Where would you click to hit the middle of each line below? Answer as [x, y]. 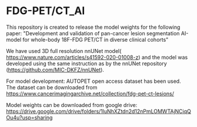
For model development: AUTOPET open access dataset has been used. [94, 81]
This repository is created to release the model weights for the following [93, 27]
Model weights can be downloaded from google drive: [72, 105]
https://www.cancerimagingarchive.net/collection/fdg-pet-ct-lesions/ [90, 93]
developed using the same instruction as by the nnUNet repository [87, 63]
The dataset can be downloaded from [52, 87]
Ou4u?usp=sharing [29, 117]
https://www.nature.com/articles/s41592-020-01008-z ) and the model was [97, 57]
